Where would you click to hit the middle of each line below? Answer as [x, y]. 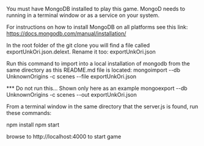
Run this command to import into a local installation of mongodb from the [98, 64]
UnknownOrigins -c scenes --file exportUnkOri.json [71, 76]
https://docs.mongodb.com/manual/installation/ [66, 33]
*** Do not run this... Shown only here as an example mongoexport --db [97, 88]
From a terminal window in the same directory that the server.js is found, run [102, 106]
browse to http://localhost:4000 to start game [64, 137]
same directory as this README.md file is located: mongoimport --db [93, 70]
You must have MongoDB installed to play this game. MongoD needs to [96, 9]
